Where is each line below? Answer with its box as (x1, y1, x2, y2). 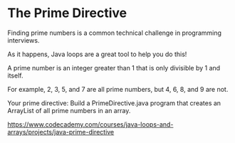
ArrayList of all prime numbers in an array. (7, 106, 131, 115)
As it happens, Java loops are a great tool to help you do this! (7, 50, 187, 58)
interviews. (7, 36, 40, 44)
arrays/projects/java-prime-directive (7, 127, 115, 136)
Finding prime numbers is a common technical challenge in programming (7, 28, 222, 37)
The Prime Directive (7, 5, 127, 21)
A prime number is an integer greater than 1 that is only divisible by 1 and (7, 63, 221, 72)
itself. (7, 71, 23, 80)
